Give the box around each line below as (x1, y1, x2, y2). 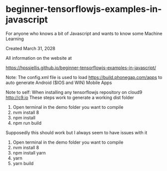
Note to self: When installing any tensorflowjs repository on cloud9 (5, 89, 143, 95)
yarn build (12, 160, 34, 166)
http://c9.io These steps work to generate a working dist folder (5, 94, 134, 100)
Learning (5, 36, 24, 42)
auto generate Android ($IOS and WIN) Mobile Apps (5, 80, 112, 85)
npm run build (12, 120, 42, 126)
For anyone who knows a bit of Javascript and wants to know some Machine (5, 30, 163, 36)
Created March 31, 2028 (5, 45, 56, 51)
